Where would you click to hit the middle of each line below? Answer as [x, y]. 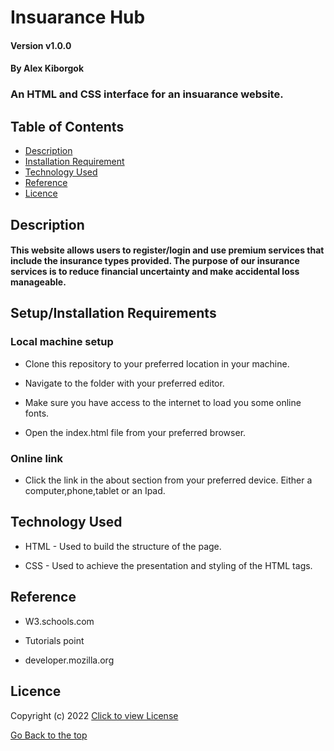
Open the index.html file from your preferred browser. [135, 432]
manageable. [38, 282]
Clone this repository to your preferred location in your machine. [157, 363]
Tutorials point [54, 640]
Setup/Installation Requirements [113, 313]
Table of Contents [67, 126]
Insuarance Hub [78, 17]
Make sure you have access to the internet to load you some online [163, 402]
